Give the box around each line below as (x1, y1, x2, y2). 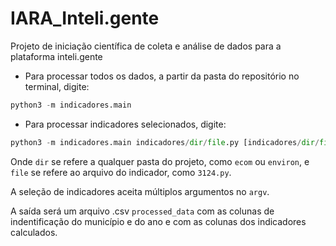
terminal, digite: (24, 80, 90, 92)
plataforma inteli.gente (10, 50, 103, 62)
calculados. (10, 226, 58, 238)
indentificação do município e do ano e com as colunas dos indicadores (10, 215, 307, 227)
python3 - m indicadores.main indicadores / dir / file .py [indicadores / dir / (10, 137, 320, 147)
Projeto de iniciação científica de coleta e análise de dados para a (10, 40, 282, 52)
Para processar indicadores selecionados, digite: (24, 118, 227, 130)
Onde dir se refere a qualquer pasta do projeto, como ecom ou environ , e (10, 155, 310, 167)
